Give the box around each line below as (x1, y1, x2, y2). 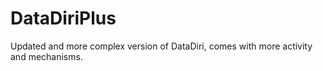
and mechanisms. (10, 50, 83, 62)
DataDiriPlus (10, 7, 117, 30)
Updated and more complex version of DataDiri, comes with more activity (10, 40, 313, 52)
